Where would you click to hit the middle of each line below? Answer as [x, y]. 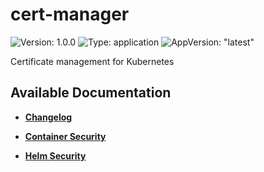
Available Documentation [91, 93]
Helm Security [55, 155]
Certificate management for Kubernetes [92, 61]
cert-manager [70, 14]
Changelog [48, 117]
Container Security [65, 136]
